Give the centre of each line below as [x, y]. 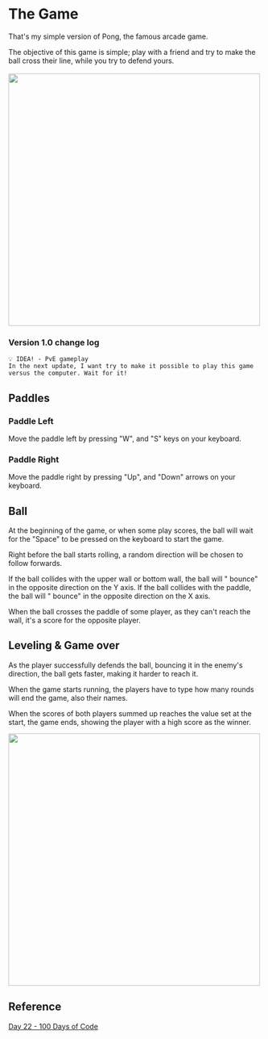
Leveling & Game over [64, 645]
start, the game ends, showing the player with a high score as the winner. [130, 722]
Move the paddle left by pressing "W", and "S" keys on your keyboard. [125, 438]
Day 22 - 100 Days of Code [54, 1026]
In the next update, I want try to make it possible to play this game [131, 367]
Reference [35, 1007]
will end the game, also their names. [68, 698]
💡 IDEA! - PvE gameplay [48, 359]
